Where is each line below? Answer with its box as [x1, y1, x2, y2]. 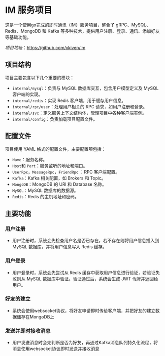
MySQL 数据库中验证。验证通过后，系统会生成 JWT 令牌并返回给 [26, 275, 159, 282]
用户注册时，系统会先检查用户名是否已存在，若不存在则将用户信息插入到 [12, 238, 159, 244]
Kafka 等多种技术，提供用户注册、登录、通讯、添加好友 [47, 28, 160, 34]
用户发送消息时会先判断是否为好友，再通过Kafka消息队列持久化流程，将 [12, 340, 158, 346]
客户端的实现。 [12, 91, 43, 97]
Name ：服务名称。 [12, 156, 48, 162]
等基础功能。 [5, 34, 31, 40]
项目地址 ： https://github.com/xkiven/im [5, 44, 86, 50]
